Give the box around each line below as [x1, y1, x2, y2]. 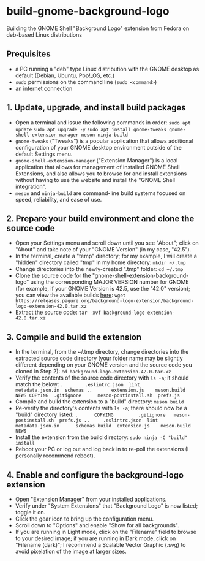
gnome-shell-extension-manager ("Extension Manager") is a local [15, 156, 178, 164]
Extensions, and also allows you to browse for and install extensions [15, 170, 187, 177]
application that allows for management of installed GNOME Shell [15, 163, 180, 170]
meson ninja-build [81, 132, 129, 138]
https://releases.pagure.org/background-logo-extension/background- [15, 298, 194, 304]
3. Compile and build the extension [6, 332, 142, 342]
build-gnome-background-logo [6, 4, 170, 18]
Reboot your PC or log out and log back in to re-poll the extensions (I [15, 446, 189, 453]
